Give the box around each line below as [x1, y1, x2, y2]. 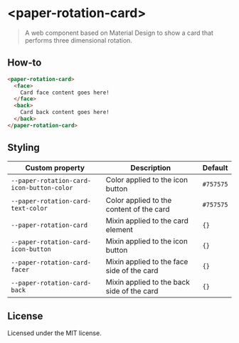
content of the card [105, 204, 170, 214]
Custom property [24, 162, 85, 172]
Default [202, 162, 228, 172]
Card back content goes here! [20, 109, 110, 116]
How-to [7, 57, 42, 69]
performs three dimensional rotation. [24, 36, 133, 44]
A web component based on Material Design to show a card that [24, 28, 213, 37]
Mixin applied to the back [105, 277, 190, 287]
